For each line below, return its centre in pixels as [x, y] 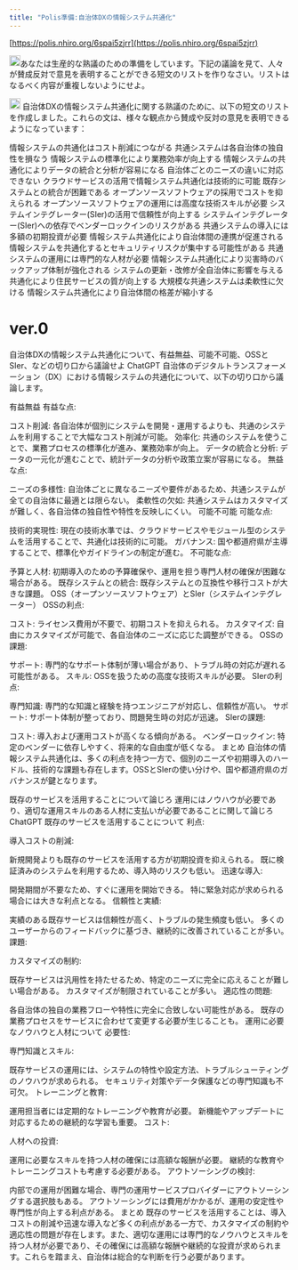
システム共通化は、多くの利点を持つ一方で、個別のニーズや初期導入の [145, 758]
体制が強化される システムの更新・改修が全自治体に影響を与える [166, 270]
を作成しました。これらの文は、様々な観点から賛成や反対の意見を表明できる [149, 117]
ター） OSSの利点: [50, 604]
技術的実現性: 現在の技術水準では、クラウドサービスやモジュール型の [136, 530]
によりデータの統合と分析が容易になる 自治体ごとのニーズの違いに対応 [154, 169]
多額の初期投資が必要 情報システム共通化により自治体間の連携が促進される [147, 236]
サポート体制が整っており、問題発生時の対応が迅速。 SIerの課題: [147, 716]
